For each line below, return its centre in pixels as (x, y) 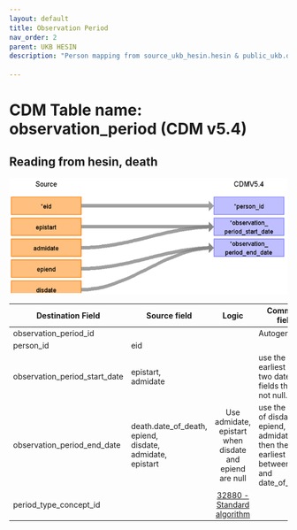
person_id (31, 345)
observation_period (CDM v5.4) (128, 129)
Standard (233, 504)
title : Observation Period (59, 28)
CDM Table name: (76, 110)
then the (274, 445)
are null (233, 478)
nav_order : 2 (33, 37)
